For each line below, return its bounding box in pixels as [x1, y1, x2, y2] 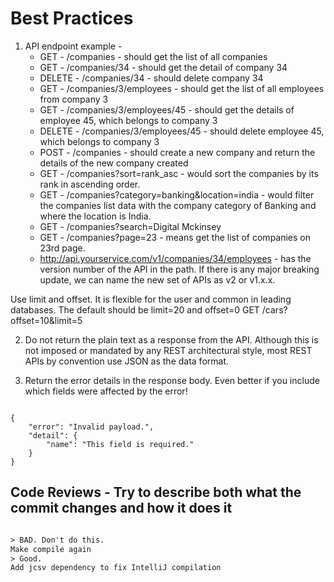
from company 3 [39, 93, 109, 105]
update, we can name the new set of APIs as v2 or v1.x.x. [39, 273, 276, 286]
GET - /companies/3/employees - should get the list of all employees [39, 82, 325, 94]
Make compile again [10, 544, 92, 554]
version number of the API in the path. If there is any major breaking [39, 263, 320, 275]
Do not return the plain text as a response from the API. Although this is [24, 333, 319, 346]
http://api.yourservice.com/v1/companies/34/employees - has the [39, 252, 312, 264]
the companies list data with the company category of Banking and [39, 199, 317, 211]
